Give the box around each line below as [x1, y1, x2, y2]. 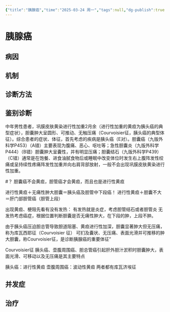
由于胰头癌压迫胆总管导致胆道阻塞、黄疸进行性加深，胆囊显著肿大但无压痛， [5, 223, 165, 229]
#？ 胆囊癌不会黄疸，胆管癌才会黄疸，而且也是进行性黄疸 [5, 178, 125, 184]
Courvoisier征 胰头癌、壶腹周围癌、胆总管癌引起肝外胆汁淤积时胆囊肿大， [5, 247, 159, 253]
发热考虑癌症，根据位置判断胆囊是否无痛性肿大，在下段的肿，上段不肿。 [5, 212, 156, 218]
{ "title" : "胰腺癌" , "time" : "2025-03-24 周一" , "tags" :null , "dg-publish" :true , [5, 7, 167, 13]
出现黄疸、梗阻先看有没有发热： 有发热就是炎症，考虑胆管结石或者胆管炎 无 [5, 206, 163, 212]
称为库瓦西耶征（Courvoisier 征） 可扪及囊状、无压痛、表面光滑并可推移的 [5, 229, 160, 236]
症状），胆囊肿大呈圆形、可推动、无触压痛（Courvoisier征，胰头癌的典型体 [9, 130, 164, 136]
